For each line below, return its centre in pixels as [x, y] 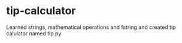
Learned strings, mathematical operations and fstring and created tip [91, 27]
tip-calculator [41, 11]
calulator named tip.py [34, 33]
